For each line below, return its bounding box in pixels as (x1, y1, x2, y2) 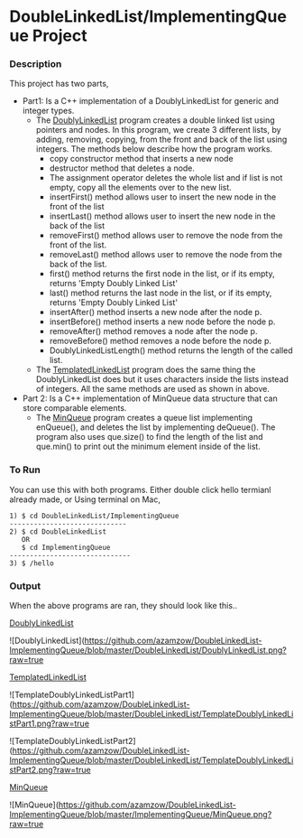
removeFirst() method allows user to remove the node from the (49, 230, 283, 241)
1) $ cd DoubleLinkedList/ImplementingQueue (9, 511, 179, 520)
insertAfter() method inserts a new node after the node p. (49, 307, 262, 318)
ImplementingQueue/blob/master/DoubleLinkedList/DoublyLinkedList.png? (9, 645, 287, 656)
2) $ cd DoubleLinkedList (9, 526, 106, 536)
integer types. (22, 106, 75, 116)
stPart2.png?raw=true (9, 765, 92, 776)
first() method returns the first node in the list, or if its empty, (49, 268, 275, 279)
